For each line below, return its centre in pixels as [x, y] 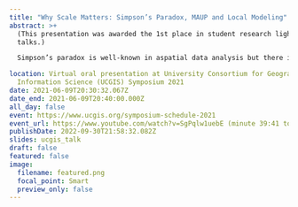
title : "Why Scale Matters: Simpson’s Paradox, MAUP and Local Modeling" [149, 17]
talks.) [31, 42]
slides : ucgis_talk [45, 140]
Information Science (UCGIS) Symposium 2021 [101, 82]
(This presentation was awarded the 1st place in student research [145, 34]
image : [21, 165]
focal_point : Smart [53, 181]
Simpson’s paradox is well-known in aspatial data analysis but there [150, 58]
